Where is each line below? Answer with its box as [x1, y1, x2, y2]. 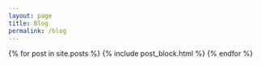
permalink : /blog [8, 27, 67, 35]
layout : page [8, 11, 53, 20]
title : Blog [8, 19, 48, 27]
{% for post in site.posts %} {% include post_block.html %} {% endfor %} [8, 49, 254, 59]
